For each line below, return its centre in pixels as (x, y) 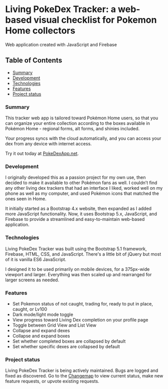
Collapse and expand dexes (41, 330)
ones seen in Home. (26, 199)
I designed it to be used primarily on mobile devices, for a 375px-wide (77, 269)
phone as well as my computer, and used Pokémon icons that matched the (82, 193)
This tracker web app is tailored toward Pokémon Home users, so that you (82, 118)
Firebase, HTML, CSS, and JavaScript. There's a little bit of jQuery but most (83, 254)
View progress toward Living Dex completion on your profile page (80, 320)
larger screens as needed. (32, 280)
